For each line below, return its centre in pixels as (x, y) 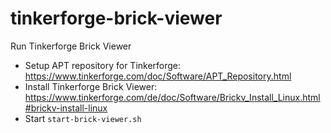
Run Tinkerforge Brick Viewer (71, 46)
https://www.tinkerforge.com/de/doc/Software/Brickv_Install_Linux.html (172, 97)
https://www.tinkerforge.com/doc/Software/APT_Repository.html (158, 76)
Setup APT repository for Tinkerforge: (103, 65)
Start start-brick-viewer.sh (83, 118)
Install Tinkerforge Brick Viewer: (91, 86)
